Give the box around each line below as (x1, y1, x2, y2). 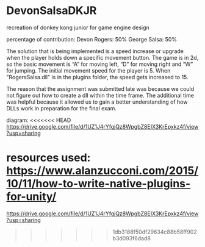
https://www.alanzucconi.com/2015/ (6, 164, 199, 177)
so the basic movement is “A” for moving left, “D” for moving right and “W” (6, 60, 193, 68)
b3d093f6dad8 (112, 234, 151, 242)
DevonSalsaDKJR (6, 4, 97, 18)
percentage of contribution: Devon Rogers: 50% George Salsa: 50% (6, 35, 178, 43)
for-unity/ (6, 190, 57, 204)
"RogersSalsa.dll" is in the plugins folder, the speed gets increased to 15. (6, 73, 189, 81)
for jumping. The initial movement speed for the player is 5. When (6, 66, 171, 74)
